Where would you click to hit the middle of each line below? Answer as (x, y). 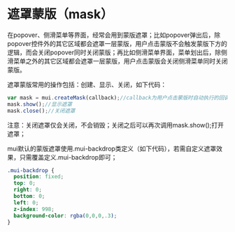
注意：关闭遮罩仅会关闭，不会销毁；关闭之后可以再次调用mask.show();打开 (115, 125)
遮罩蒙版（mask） (60, 14)
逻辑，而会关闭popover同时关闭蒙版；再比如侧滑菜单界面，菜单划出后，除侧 (117, 52)
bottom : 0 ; (29, 196)
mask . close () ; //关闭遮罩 (41, 111)
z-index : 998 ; (34, 209)
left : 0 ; (26, 203)
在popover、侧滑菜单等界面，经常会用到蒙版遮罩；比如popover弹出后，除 (114, 35)
